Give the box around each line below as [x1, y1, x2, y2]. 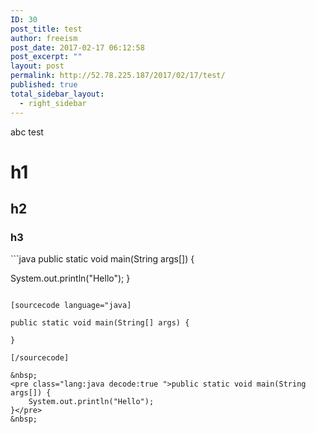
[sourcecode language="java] [10, 301, 132, 311]
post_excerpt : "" [10, 52, 83, 62]
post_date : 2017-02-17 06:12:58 [10, 42, 145, 53]
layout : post [10, 61, 65, 71]
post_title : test [10, 24, 83, 34]
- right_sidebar [19, 98, 87, 108]
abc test [10, 126, 44, 138]
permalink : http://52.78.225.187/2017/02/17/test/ [10, 71, 226, 81]
